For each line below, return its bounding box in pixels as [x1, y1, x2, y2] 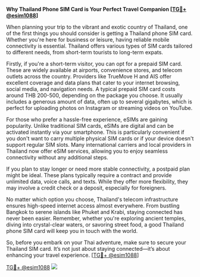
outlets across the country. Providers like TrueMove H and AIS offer [6, 73, 171, 80]
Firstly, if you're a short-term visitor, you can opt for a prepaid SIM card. [6, 60, 183, 67]
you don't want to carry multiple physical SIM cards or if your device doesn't [6, 135, 194, 142]
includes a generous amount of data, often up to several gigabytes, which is [6, 98, 192, 105]
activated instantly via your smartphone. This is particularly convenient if [6, 128, 185, 136]
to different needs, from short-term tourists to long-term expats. [6, 49, 164, 56]
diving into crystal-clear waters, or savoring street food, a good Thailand [6, 221, 185, 228]
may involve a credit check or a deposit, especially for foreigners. [6, 184, 167, 191]
